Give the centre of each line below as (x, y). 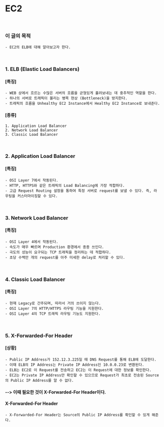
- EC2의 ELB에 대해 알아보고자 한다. (38, 47)
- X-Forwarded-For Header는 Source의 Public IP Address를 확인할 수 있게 (77, 415)
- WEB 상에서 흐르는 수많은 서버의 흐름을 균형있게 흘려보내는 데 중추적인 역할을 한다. (81, 93)
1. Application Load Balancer (36, 126)
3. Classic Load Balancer (31, 134)
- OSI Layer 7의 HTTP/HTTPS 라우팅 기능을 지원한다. (55, 308)
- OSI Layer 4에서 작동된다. (32, 242)
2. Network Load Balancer (31, 130)
